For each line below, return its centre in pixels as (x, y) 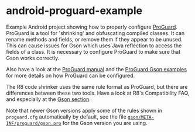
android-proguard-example (74, 11)
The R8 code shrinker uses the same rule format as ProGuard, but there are (97, 86)
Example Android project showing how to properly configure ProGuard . (92, 27)
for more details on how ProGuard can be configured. (71, 75)
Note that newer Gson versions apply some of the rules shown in (84, 110)
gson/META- (141, 117)
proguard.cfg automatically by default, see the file (66, 117)
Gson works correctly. (33, 58)
